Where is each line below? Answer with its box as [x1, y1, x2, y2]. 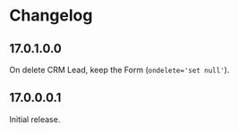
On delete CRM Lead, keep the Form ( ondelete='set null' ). [9, 64, 230, 75]
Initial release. [9, 113, 61, 125]
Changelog [9, 5, 93, 26]
